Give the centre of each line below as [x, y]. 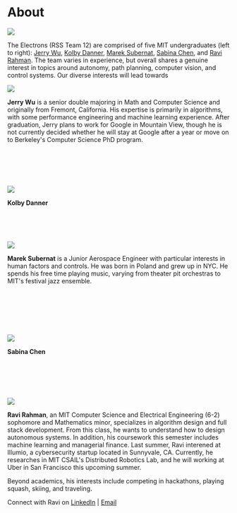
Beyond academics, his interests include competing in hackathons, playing [116, 480]
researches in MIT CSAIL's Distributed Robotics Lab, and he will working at [116, 459]
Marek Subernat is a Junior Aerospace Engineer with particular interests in [116, 258]
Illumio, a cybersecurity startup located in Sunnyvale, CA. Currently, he [110, 452]
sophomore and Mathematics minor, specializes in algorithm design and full [117, 422]
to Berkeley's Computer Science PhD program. [75, 139]
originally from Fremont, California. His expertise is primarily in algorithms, [115, 110]
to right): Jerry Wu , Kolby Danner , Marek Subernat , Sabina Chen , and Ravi [115, 52]
